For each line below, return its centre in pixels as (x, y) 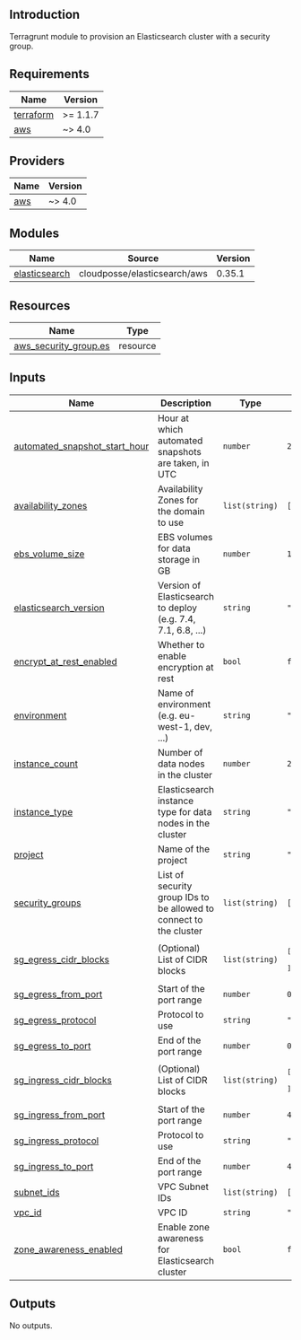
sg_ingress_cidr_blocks (63, 1081)
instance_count (46, 764)
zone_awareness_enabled (68, 1249)
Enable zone (184, 1227)
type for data (185, 811)
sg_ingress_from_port (60, 1115)
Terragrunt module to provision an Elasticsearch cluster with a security (140, 36)
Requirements (49, 74)
